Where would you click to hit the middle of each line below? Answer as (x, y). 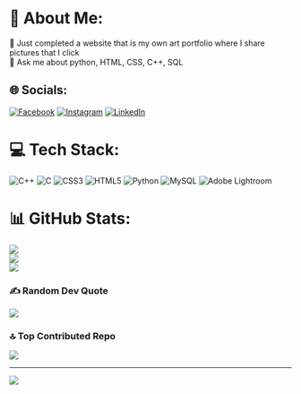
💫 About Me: (56, 18)
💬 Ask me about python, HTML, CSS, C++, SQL (96, 62)
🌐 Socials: (39, 90)
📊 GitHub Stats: (70, 218)
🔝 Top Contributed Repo (63, 336)
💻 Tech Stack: (64, 149)
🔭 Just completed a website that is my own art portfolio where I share (138, 43)
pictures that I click (44, 52)
